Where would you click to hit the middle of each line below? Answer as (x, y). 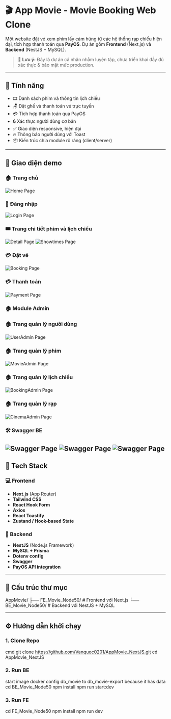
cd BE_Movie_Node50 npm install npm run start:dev (60, 687)
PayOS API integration (37, 567)
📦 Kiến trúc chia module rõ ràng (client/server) (62, 140)
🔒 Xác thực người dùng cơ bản (44, 121)
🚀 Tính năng (25, 86)
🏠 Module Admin (27, 308)
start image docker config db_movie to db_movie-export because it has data (85, 681)
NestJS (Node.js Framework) (43, 545)
